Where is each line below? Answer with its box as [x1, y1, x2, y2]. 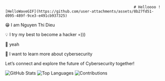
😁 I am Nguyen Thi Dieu [5, 22, 55, 28]
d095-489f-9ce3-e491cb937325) [5, 13, 68, 18]
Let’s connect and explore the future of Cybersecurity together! [5, 61, 135, 66]
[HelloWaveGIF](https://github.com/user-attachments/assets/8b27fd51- [5, 9, 154, 14]
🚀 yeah [5, 41, 20, 47]
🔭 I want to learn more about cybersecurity [5, 51, 93, 57]
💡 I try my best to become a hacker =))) [5, 32, 86, 37]
